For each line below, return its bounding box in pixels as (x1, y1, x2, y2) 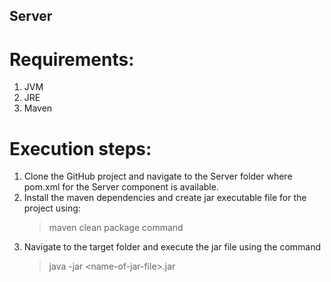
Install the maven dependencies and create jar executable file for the (23, 192, 307, 204)
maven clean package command (48, 222, 184, 234)
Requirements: (9, 48, 135, 71)
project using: (23, 202, 81, 214)
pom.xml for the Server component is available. (23, 181, 219, 193)
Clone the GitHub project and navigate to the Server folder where (23, 170, 293, 183)
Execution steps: (9, 137, 152, 160)
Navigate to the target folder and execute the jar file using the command (23, 241, 322, 253)
